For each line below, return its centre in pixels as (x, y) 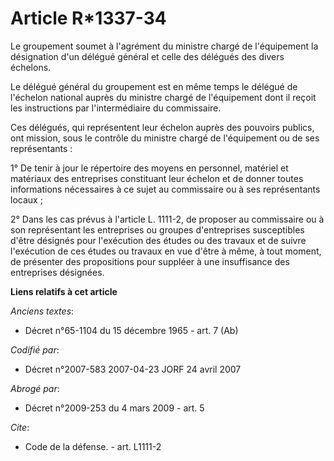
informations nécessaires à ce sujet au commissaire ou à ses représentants (165, 189)
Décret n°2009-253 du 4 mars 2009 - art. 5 (114, 408)
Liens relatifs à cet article (64, 291)
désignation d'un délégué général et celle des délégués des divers (147, 56)
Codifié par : (35, 349)
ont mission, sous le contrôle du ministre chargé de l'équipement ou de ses (165, 138)
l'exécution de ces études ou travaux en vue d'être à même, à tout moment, (166, 251)
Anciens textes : (42, 311)
